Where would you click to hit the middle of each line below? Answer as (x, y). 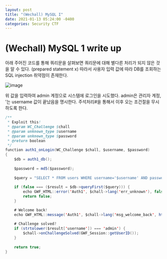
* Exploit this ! (24, 122)
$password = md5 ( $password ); (44, 168)
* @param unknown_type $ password (42, 136)
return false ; (38, 197)
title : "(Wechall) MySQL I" (34, 14)
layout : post (19, 10)
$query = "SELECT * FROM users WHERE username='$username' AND (81, 178)
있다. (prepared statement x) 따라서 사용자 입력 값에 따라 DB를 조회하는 (91, 69)
